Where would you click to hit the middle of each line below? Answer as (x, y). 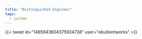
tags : (10, 14)
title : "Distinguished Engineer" (39, 9)
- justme (18, 18)
